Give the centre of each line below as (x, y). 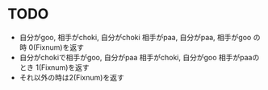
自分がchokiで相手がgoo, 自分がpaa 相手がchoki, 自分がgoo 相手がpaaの (139, 57)
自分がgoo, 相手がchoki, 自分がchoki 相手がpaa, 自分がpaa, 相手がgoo (135, 37)
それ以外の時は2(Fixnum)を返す (71, 77)
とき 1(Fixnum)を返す (54, 67)
